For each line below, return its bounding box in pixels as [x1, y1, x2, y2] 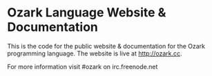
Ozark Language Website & [7, 5, 166, 21]
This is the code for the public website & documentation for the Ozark [7, 42, 206, 50]
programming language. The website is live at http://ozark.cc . [7, 49, 182, 58]
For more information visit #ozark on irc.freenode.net [7, 62, 158, 71]
